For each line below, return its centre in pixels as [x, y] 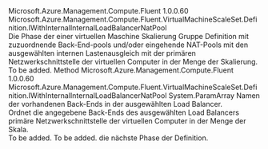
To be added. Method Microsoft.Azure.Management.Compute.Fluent [121, 70]
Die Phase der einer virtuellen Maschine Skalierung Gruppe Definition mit [129, 36]
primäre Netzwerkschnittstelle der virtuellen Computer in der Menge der [127, 121]
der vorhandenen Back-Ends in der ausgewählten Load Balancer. [115, 104]
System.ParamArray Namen [214, 96]
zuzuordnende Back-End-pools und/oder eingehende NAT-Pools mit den [128, 45]
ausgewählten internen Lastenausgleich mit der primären [102, 53]
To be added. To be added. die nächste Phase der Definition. [108, 138]
